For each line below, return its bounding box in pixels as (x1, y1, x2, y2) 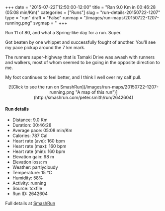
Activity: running (12, 180, 46, 186)
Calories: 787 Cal (12, 133, 48, 139)
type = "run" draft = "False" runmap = (5, 15, 83, 20)
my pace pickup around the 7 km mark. (5, 45, 85, 50)
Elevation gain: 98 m (12, 154, 55, 160)
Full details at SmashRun (5, 201, 56, 207)
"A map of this (75, 89, 105, 95)
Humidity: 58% (12, 175, 43, 181)
